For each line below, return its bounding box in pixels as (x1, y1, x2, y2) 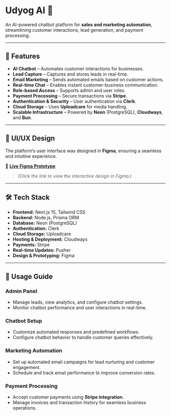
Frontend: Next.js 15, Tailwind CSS (12, 209, 85, 215)
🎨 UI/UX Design (5, 134, 55, 143)
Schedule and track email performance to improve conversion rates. (12, 369, 156, 376)
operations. (12, 405, 37, 411)
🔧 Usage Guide (5, 272, 53, 281)
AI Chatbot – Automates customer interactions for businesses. (12, 65, 144, 72)
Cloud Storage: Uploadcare (12, 231, 71, 237)
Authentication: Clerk (12, 225, 60, 232)
